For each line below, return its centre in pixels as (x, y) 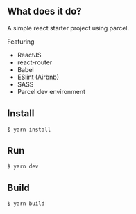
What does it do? (44, 11)
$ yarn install (29, 130)
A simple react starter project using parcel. (68, 28)
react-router (35, 62)
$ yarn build (26, 204)
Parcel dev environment (51, 91)
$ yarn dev (23, 167)
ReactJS (29, 55)
